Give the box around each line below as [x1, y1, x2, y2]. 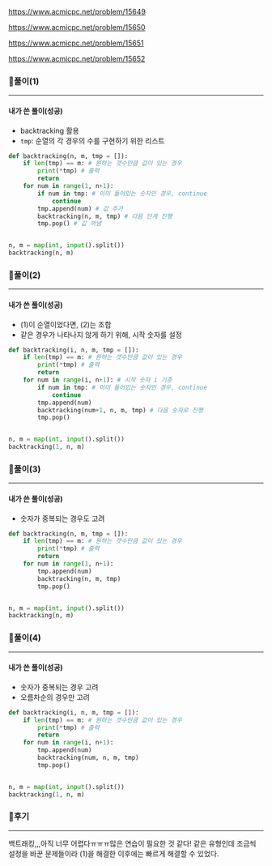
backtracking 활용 [19, 126, 79, 135]
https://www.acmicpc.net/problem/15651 [8, 38, 144, 48]
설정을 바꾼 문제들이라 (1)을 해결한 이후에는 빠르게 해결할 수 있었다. [8, 848, 220, 858]
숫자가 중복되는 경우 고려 [19, 682, 99, 692]
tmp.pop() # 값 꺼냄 [37, 220, 102, 228]
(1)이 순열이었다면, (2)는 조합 [19, 319, 112, 329]
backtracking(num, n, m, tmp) [37, 753, 139, 761]
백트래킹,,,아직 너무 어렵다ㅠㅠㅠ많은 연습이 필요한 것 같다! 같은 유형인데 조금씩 [8, 838, 257, 848]
